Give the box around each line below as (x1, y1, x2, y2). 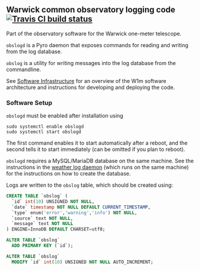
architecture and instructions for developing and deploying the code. (6, 84, 175, 91)
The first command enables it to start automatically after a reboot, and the (6, 140, 188, 147)
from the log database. (6, 48, 63, 55)
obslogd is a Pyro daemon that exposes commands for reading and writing (6, 41, 189, 48)
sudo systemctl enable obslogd (6, 124, 84, 130)
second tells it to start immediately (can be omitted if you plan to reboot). (6, 146, 186, 153)
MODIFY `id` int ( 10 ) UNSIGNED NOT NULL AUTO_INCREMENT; (11, 259, 153, 265)
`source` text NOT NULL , (11, 215, 73, 221)
